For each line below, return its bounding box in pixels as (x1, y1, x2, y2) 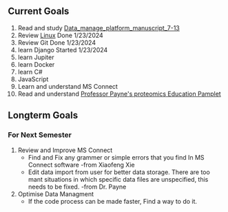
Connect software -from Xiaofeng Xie (28, 160, 135, 169)
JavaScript (17, 75, 49, 83)
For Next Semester (8, 130, 72, 140)
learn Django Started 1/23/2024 (17, 45, 108, 54)
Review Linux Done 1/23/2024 (17, 31, 104, 39)
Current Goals (8, 6, 70, 17)
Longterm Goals (8, 109, 79, 121)
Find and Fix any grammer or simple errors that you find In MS (28, 153, 205, 161)
